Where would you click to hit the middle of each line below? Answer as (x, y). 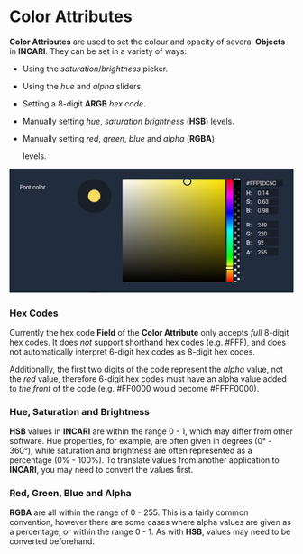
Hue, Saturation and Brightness (80, 411)
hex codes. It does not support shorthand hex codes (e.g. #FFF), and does (148, 342)
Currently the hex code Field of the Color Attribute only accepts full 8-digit (149, 332)
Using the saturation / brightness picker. (95, 69)
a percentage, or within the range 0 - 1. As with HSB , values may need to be (150, 532)
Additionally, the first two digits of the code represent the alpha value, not (147, 369)
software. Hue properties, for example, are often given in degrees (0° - (141, 441)
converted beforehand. (52, 541)
